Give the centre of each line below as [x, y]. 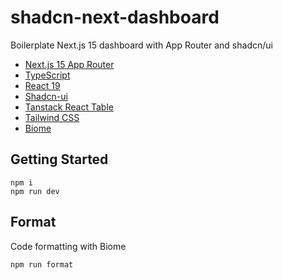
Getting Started [59, 159]
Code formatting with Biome [68, 246]
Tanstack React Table [69, 107]
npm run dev [35, 191]
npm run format [42, 264]
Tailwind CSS [52, 117]
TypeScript [47, 75]
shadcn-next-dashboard [115, 17]
